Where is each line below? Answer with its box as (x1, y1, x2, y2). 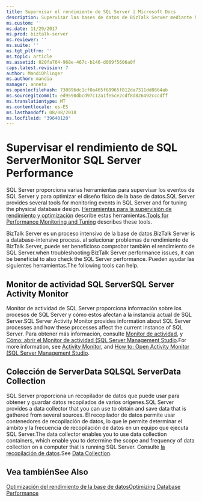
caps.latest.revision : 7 (6, 64, 69, 71)
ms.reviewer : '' (6, 37, 47, 43)
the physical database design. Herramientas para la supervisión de (6, 206, 173, 213)
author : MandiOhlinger (6, 70, 63, 76)
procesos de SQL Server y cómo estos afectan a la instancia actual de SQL (6, 311, 192, 318)
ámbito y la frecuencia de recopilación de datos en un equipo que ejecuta (6, 424, 189, 431)
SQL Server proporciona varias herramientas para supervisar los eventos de (6, 186, 195, 194)
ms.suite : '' (6, 43, 39, 49)
